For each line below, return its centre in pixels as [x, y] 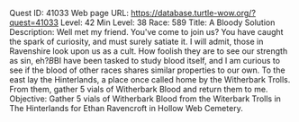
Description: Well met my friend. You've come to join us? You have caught [146, 32]
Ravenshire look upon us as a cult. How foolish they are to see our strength [149, 51]
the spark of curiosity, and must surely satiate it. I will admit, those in [136, 41]
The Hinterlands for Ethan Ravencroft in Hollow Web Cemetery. [126, 108]
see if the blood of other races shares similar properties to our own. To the [147, 70]
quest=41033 [34, 22]
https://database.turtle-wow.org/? [193, 13]
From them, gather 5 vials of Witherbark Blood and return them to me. [139, 89]
